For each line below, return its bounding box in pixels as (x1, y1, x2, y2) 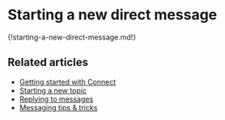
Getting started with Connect (19, 77, 117, 86)
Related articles (7, 56, 88, 69)
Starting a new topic (19, 85, 87, 95)
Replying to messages (19, 94, 94, 104)
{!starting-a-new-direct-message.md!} (7, 32, 137, 42)
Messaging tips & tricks (19, 102, 98, 112)
